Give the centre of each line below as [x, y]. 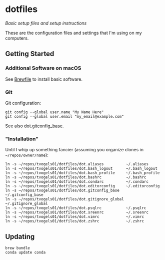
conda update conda [25, 252]
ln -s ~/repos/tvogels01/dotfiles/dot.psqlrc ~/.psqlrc [76, 208]
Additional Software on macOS [43, 68]
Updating [20, 236]
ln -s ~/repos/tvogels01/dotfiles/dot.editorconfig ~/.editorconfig [82, 186]
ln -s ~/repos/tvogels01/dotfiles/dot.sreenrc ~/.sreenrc [77, 212]
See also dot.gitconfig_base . [34, 126]
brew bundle [17, 248]
